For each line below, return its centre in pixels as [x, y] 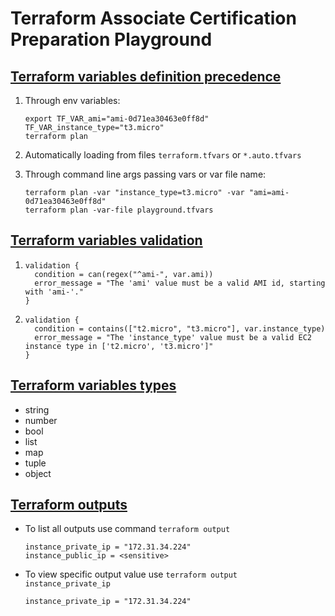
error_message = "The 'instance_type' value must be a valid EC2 [173, 337]
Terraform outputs [69, 505]
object [38, 473]
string [37, 409]
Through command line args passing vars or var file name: [145, 174]
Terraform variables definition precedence [146, 76]
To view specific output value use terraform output [131, 574]
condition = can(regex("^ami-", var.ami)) [124, 274]
